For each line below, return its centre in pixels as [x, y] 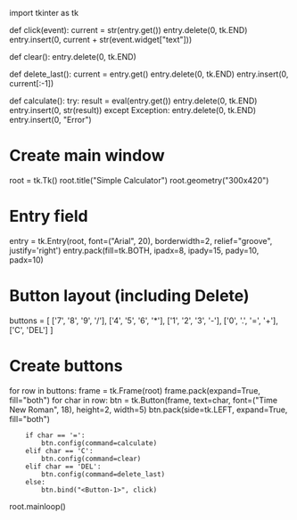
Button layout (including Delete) [129, 296]
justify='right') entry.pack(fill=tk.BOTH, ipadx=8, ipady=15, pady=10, [134, 250]
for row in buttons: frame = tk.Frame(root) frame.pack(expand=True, [135, 390]
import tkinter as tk [44, 13]
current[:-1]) [32, 83]
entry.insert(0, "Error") [50, 120]
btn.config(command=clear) [91, 459]
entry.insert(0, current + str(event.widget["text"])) [101, 40]
